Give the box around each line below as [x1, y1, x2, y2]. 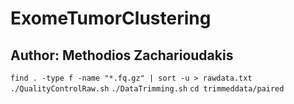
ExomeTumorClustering [10, 7, 212, 30]
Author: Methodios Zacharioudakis [10, 47, 234, 64]
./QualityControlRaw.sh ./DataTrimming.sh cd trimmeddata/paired [10, 84, 285, 94]
